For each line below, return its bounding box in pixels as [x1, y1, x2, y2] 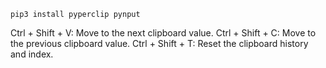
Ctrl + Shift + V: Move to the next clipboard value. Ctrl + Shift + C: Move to [10, 27, 317, 39]
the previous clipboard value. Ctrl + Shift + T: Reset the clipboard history [10, 38, 309, 49]
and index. [10, 48, 54, 60]
